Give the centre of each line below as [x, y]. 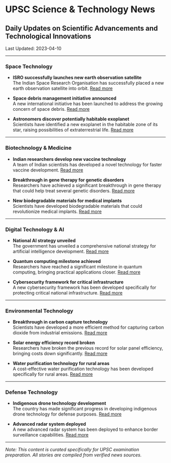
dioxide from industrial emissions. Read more [60, 333]
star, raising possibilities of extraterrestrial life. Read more [73, 130]
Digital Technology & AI [35, 229]
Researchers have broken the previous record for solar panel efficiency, [88, 348]
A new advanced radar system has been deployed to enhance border [85, 429]
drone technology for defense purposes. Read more [67, 414]
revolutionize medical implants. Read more [57, 211]
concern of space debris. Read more [51, 109]
